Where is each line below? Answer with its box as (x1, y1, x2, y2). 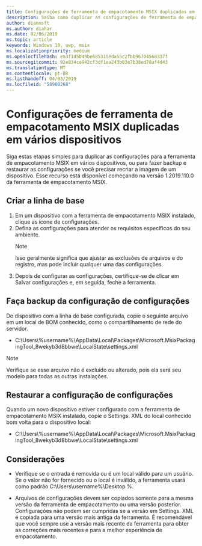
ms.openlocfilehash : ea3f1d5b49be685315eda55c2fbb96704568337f (6, 54, 168, 60)
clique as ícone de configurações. (14, 218, 99, 225)
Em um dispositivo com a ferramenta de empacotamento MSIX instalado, (14, 212, 196, 219)
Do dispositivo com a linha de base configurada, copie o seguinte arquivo (6, 312, 188, 319)
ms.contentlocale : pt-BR (6, 70, 69, 76)
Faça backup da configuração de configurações (6, 296, 190, 307)
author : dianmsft (6, 20, 50, 26)
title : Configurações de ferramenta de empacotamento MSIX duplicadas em (6, 8, 195, 15)
